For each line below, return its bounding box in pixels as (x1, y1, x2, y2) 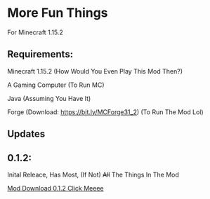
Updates (7, 128, 46, 140)
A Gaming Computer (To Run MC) (7, 81, 105, 89)
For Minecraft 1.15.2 (7, 28, 63, 36)
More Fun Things (7, 5, 108, 21)
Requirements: (7, 48, 74, 60)
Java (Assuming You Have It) (7, 94, 91, 102)
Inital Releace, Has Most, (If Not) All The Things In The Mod (7, 170, 179, 179)
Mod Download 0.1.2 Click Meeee (7, 184, 104, 192)
